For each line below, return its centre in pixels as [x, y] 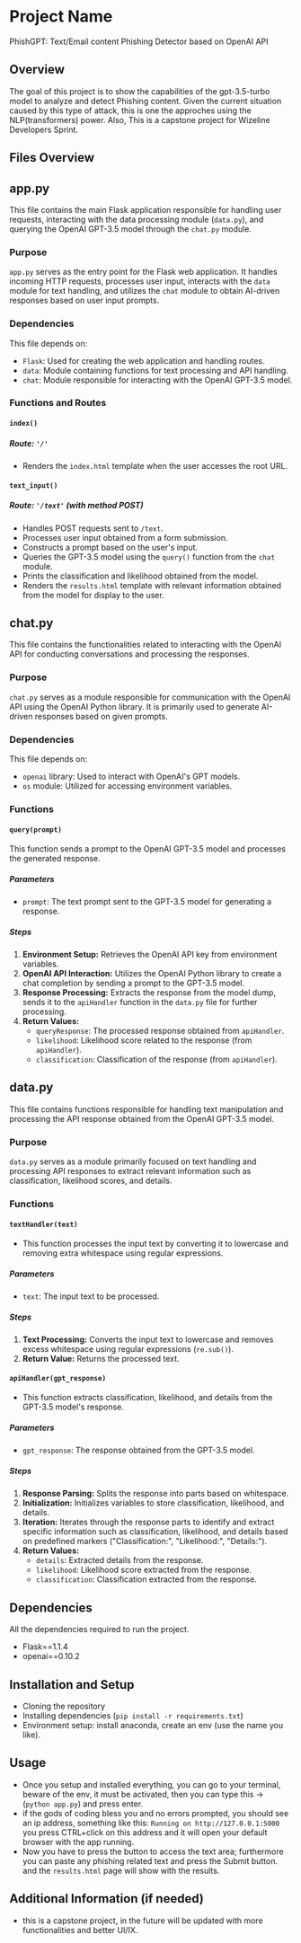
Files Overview [52, 158]
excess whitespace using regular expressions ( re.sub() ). [128, 1349]
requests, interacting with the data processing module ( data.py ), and [137, 219]
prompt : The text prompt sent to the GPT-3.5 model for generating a [147, 902]
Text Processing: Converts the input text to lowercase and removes [148, 1339]
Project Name [61, 17]
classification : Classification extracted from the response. [146, 1579]
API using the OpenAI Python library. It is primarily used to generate [134, 706]
